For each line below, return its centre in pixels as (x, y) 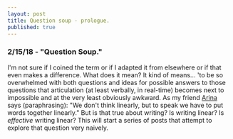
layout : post (27, 14)
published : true (31, 27)
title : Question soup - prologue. (59, 21)
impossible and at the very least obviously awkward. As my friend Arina (112, 97)
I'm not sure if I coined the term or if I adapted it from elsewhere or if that (115, 67)
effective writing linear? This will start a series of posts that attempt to (110, 120)
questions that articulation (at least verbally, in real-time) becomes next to (116, 90)
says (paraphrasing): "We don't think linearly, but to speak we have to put (115, 105)
